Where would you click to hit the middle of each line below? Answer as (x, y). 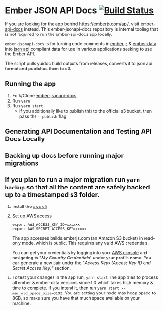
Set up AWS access (32, 216)
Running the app (30, 84)
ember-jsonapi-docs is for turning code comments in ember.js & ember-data (81, 43)
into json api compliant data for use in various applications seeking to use (79, 49)
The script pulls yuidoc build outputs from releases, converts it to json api (79, 63)
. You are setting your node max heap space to (109, 293)
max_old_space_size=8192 (37, 293)
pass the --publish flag (43, 116)
